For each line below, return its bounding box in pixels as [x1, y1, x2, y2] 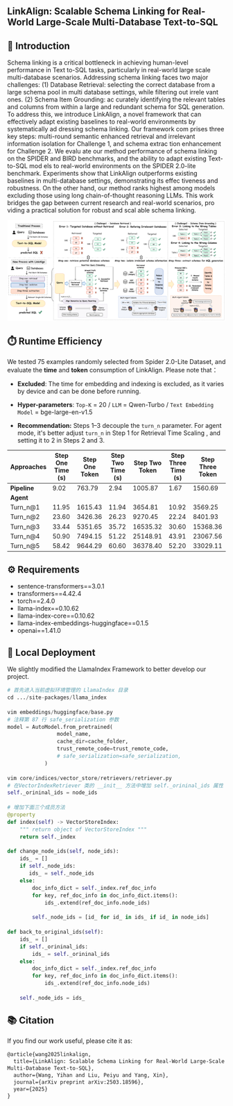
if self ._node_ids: [19, 863, 76, 870]
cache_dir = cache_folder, [56, 738, 129, 745]
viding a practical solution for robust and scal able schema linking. [7, 206, 196, 215]
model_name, [56, 731, 92, 738]
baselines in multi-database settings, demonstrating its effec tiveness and [7, 176, 218, 185]
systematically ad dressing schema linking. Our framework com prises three [7, 125, 225, 133]
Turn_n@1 [10, 503, 40, 511]
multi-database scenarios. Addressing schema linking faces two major [7, 73, 209, 82]
